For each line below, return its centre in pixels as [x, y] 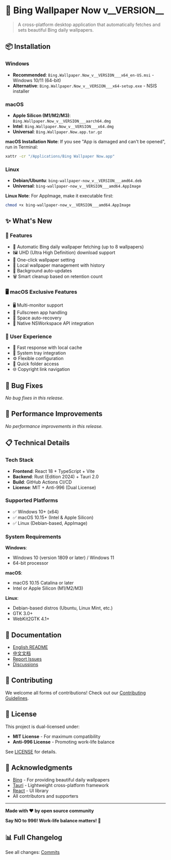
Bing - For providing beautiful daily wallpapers [61, 780]
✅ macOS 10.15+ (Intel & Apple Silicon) [53, 517]
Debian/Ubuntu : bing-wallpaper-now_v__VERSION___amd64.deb [77, 181]
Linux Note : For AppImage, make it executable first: [59, 196]
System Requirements [33, 537]
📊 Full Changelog [34, 837]
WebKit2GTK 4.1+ [31, 619]
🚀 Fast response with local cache [47, 348]
